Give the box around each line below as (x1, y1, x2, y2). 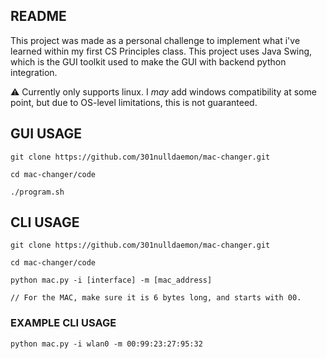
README (10, 8, 67, 25)
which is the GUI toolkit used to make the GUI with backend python (10, 55, 287, 68)
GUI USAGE (10, 125, 83, 143)
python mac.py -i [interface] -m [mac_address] (10, 275, 213, 286)
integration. (10, 66, 58, 78)
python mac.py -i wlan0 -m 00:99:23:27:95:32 (10, 339, 203, 349)
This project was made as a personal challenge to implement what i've (10, 34, 301, 46)
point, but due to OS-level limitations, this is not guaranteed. (10, 96, 258, 108)
